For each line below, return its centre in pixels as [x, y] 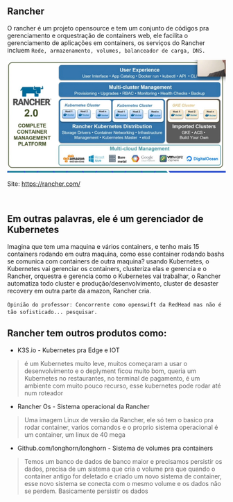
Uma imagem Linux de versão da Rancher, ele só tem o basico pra [119, 419]
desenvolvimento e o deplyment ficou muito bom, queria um [110, 371]
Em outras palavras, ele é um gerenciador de [105, 219]
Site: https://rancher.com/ [44, 184]
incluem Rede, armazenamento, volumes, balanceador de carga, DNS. [106, 50]
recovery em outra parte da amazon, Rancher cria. [79, 291]
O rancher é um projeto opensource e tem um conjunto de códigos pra [108, 28]
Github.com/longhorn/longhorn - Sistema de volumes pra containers [115, 448]
